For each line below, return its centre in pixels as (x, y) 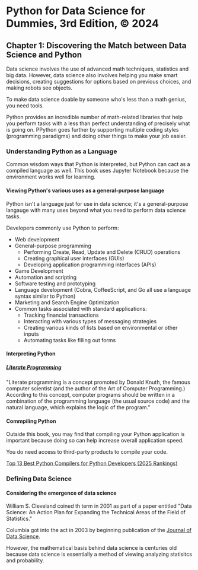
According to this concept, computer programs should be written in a (90, 395)
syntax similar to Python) (45, 296)
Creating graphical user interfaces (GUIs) (74, 258)
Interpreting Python (31, 354)
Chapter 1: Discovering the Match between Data (96, 45)
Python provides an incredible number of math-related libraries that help (95, 117)
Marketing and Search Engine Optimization (67, 302)
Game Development (39, 270)
